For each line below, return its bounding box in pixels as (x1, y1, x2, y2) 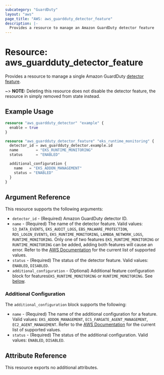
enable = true (9, 125, 38, 130)
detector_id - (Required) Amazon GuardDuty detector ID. (12, 216, 128, 222)
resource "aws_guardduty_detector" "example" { (5, 120, 104, 125)
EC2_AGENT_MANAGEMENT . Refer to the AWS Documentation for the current (12, 321, 156, 327)
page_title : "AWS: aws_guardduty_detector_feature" (5, 16, 113, 21)
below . (12, 278, 26, 284)
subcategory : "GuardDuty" (5, 7, 58, 12)
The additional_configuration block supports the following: (5, 302, 127, 308)
